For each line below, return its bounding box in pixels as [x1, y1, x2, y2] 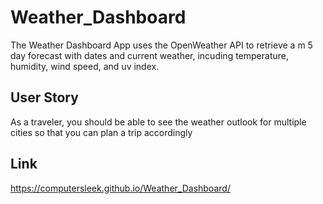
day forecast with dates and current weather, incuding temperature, [10, 49, 289, 61]
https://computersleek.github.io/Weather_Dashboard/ [10, 182, 231, 194]
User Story [10, 89, 79, 106]
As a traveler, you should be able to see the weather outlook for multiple [10, 116, 307, 128]
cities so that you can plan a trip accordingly [10, 126, 193, 138]
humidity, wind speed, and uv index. [10, 60, 160, 72]
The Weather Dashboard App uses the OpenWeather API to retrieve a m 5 [10, 39, 313, 51]
